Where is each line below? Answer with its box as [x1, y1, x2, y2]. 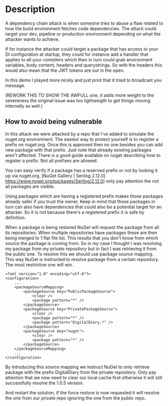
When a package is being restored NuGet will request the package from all [5, 224, 159, 230]
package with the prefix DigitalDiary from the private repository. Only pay [5, 369, 156, 375]
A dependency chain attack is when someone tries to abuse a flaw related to [5, 20, 163, 26]
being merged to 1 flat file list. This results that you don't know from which [5, 235, 158, 241]
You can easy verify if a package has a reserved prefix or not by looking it [5, 167, 158, 173]
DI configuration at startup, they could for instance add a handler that [5, 51, 148, 57]
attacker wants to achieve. [5, 36, 60, 42]
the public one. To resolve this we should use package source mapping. [5, 251, 154, 257]
